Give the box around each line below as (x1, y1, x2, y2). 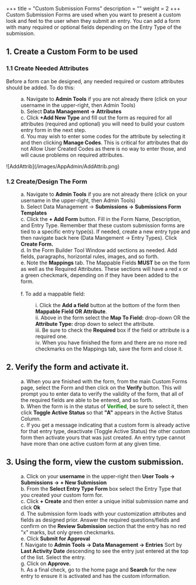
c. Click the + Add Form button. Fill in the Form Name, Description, (20, 215, 181, 222)
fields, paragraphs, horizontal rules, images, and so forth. (20, 253, 159, 260)
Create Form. (20, 240, 54, 247)
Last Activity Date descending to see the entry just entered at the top (20, 547, 189, 555)
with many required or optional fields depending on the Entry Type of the (6, 23, 182, 30)
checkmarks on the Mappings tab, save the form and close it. (35, 345, 183, 352)
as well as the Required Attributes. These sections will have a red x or (20, 265, 188, 272)
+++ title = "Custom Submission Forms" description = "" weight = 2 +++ (6, 5, 181, 12)
